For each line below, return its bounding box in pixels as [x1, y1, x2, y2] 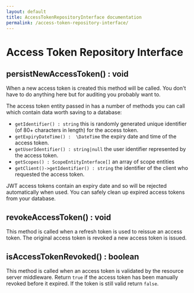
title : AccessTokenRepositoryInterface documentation [6, 14, 142, 20]
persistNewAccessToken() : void [6, 69, 129, 79]
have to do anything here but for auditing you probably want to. [6, 91, 161, 98]
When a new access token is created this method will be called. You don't [6, 84, 186, 92]
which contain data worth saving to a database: [6, 109, 122, 116]
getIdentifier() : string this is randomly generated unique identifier [14, 120, 187, 128]
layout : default [6, 8, 46, 15]
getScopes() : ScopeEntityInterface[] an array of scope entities [14, 158, 175, 165]
